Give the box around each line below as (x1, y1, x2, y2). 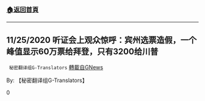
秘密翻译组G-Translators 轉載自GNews (9, 64, 104, 71)
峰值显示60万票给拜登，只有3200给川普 (6, 46, 159, 56)
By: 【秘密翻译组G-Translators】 (6, 77, 88, 84)
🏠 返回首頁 (6, 5, 39, 13)
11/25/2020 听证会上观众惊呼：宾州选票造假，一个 (6, 35, 197, 45)
